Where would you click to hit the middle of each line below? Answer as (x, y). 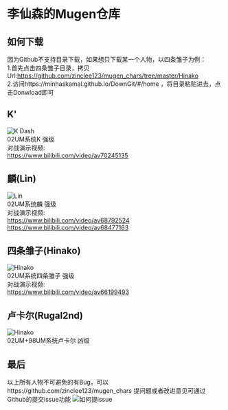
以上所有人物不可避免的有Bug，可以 (58, 383)
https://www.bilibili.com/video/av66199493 (68, 292)
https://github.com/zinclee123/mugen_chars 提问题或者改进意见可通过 (106, 391)
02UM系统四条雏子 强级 (41, 276)
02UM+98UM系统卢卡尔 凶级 (49, 341)
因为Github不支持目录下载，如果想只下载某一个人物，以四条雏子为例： (107, 59)
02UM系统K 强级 (31, 139)
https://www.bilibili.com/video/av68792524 (69, 220)
